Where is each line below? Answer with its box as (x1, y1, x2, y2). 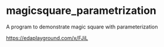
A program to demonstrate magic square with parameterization (6, 23, 158, 30)
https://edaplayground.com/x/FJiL (6, 34, 88, 41)
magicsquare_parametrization (6, 4, 157, 17)
